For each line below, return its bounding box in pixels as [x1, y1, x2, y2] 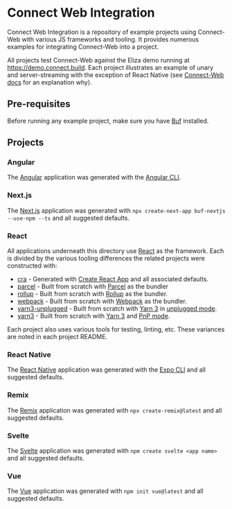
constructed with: [7, 261, 57, 270]
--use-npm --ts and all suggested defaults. [7, 214, 130, 222]
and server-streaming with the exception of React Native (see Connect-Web [7, 71, 224, 79]
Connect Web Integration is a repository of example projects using [7, 28, 197, 36]
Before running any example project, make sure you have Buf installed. [7, 117, 209, 125]
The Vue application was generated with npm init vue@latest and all [7, 487, 204, 495]
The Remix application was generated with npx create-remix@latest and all [7, 406, 222, 414]
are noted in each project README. [7, 333, 108, 341]
